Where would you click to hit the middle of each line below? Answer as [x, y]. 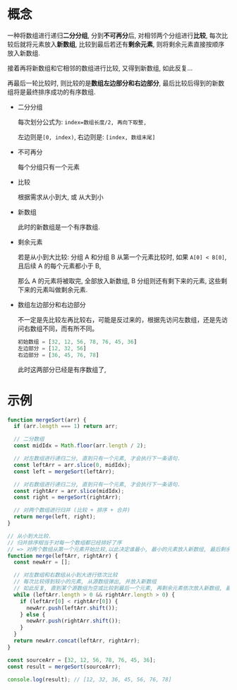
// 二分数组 [29, 439]
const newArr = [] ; [42, 562]
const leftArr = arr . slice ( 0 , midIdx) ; [72, 465]
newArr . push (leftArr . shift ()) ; [72, 608]
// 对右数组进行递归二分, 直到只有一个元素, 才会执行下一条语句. [97, 484]
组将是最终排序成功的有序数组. [52, 92]
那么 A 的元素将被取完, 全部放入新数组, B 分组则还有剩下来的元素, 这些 [119, 280]
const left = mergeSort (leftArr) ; [64, 471]
